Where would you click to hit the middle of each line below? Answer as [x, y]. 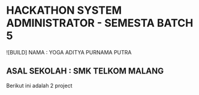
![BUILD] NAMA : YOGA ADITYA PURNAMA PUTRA [69, 52]
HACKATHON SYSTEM [64, 10]
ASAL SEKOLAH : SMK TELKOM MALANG [85, 71]
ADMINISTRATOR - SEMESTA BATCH [100, 23]
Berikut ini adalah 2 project [39, 85]
